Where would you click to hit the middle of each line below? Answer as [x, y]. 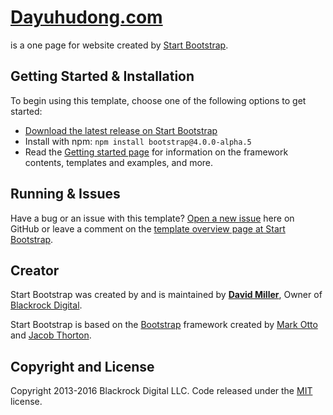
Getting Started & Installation [102, 76]
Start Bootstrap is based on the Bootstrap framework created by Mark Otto [164, 325]
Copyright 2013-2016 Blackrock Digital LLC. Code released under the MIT [161, 391]
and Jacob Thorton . [51, 335]
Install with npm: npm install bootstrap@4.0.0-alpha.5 [138, 141]
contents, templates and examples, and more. [119, 162]
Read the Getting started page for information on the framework [156, 152]
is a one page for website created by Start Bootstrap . [119, 45]
